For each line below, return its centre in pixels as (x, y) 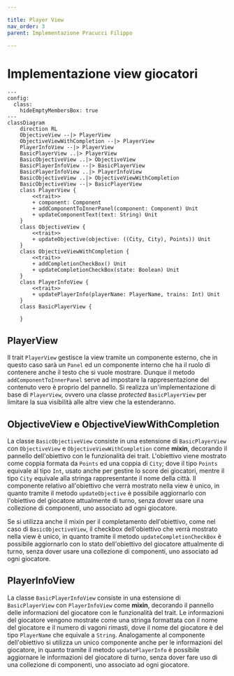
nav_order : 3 (26, 26)
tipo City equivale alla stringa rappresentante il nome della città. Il (102, 478)
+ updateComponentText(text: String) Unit (95, 215)
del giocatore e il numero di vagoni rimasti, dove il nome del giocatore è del (115, 627)
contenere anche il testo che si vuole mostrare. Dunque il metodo (101, 373)
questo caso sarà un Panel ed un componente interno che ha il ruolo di (109, 365)
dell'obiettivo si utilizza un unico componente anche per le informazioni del (115, 642)
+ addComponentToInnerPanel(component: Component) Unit (115, 209)
